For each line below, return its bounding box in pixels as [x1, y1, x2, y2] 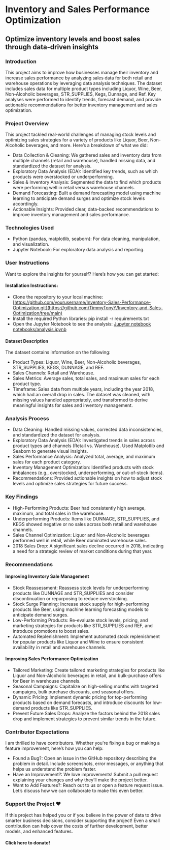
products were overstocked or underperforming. [12, 174, 114, 180]
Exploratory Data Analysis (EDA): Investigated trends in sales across [12, 437, 155, 444]
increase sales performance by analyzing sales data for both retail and [5, 75, 153, 81]
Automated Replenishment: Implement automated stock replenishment [12, 633, 160, 639]
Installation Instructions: [5, 282, 58, 288]
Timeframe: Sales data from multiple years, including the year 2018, [12, 386, 154, 392]
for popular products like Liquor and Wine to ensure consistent [12, 638, 144, 644]
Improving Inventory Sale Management [5, 573, 90, 579]
